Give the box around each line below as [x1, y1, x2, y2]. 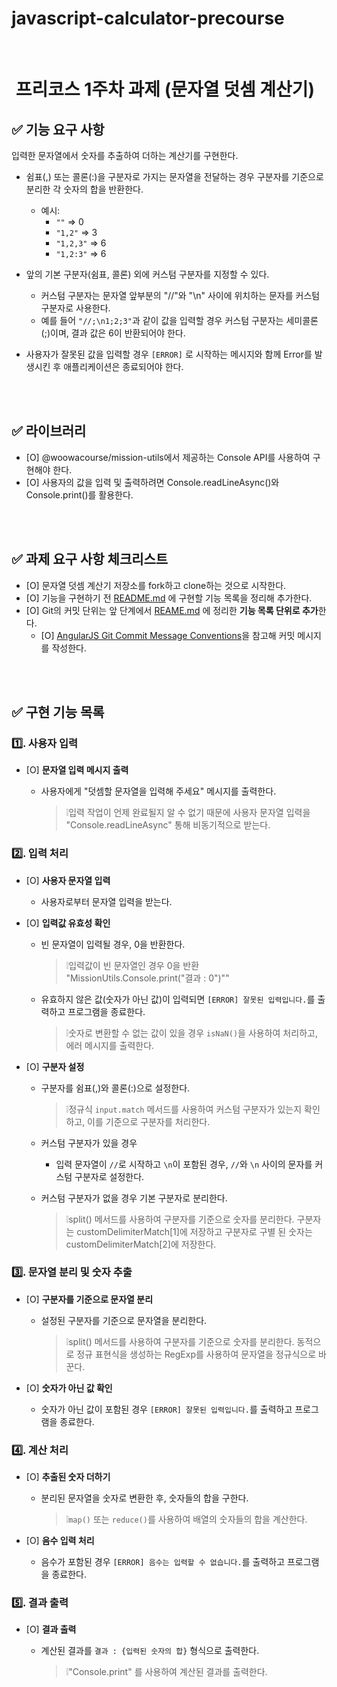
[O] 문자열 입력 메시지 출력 [25, 764, 129, 776]
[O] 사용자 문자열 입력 [25, 874, 111, 886]
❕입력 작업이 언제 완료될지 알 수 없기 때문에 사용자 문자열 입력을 [65, 807, 311, 819]
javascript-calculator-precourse [11, 7, 285, 30]
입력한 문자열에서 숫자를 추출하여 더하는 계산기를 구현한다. [11, 149, 239, 161]
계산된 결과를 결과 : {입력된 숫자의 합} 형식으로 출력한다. [40, 1645, 260, 1657]
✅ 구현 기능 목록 [11, 703, 105, 721]
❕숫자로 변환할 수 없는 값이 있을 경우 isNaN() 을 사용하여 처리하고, [65, 1027, 318, 1039]
